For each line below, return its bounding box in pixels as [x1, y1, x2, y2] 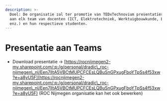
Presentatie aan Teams [5, 43, 102, 53]
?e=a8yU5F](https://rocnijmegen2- [12, 75, 84, 81]
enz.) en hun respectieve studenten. [9, 21, 88, 26]
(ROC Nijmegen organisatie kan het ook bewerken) [39, 90, 143, 97]
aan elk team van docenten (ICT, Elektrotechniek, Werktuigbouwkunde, [9, 16, 159, 21]
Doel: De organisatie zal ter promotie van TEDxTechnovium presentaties [9, 12, 164, 17]
